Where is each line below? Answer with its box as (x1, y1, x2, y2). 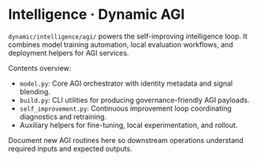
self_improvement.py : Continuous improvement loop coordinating (19, 104, 233, 113)
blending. (19, 86, 51, 96)
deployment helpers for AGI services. (8, 48, 129, 57)
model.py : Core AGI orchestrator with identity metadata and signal (19, 79, 233, 88)
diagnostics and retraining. (19, 112, 107, 121)
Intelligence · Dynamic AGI (8, 5, 185, 24)
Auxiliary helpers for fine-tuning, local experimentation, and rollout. (19, 120, 238, 130)
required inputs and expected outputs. (8, 144, 132, 153)
